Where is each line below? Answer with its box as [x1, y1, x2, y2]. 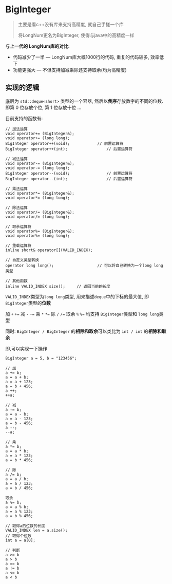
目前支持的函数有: [5, 115, 43, 121]
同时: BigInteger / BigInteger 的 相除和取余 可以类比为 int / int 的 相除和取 [5, 328, 166, 334]
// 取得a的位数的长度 [5, 523, 45, 529]
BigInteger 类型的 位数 [5, 299, 51, 306]
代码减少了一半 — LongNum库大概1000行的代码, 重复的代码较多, [12, 54, 150, 60]
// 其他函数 [5, 278, 28, 284]
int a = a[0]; [5, 538, 36, 543]
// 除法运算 [5, 205, 28, 210]
